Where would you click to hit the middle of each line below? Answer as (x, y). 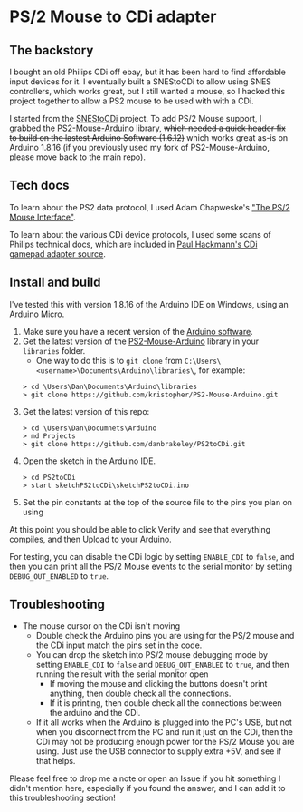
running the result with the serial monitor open (122, 674)
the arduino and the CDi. (95, 713)
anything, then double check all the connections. (140, 694)
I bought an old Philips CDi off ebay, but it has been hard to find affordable (148, 72)
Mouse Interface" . (43, 217)
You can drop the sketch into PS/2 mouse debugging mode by (152, 655)
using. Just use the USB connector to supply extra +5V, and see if (159, 751)
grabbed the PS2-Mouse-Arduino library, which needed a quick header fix (148, 128)
